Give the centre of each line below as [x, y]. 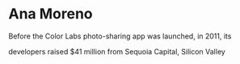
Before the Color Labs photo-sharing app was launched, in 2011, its [120, 36]
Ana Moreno [51, 14]
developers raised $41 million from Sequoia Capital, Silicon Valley [117, 51]
